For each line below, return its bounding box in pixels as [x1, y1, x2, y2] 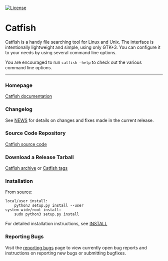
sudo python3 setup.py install [14, 212, 79, 217]
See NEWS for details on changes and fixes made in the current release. [5, 117, 154, 123]
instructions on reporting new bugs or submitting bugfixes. [5, 250, 126, 256]
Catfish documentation [5, 93, 52, 99]
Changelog [5, 106, 32, 113]
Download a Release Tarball [5, 154, 74, 161]
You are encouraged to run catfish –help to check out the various [5, 59, 142, 65]
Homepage [5, 82, 32, 89]
